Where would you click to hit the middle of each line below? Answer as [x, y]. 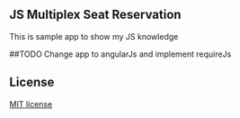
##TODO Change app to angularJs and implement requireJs [120, 54]
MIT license [31, 104]
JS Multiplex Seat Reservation [95, 15]
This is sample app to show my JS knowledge [94, 36]
